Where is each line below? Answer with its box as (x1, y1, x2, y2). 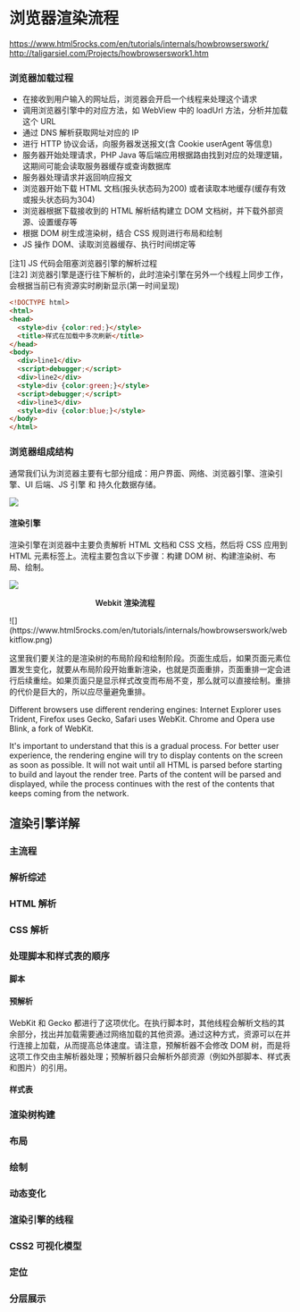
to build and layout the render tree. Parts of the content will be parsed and (9, 769, 282, 779)
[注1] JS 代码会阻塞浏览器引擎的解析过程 (9, 258, 158, 269)
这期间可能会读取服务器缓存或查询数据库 (21, 161, 171, 172)
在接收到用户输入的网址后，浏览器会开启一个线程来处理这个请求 (21, 94, 257, 105)
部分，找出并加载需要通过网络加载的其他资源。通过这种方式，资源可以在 (16, 1029, 283, 1039)
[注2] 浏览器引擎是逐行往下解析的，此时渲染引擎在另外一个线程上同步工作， (9, 269, 288, 280)
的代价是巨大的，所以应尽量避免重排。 (9, 685, 150, 697)
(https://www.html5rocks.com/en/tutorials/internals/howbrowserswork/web (9, 625, 287, 635)
